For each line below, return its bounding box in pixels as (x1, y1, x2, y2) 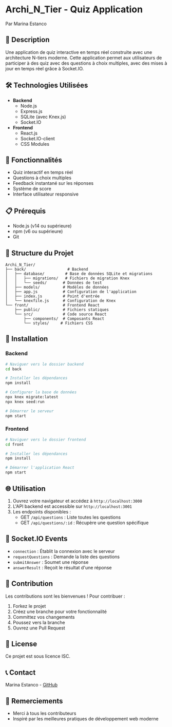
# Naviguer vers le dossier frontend (5, 437, 86, 442)
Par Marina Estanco (5, 21, 47, 27)
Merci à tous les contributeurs (12, 710, 77, 716)
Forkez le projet (12, 603, 46, 609)
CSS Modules (20, 141, 50, 147)
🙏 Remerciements (5, 697, 63, 705)
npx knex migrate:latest (5, 394, 59, 400)
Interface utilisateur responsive (12, 191, 79, 197)
